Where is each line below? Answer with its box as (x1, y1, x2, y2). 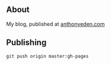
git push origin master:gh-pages (6, 53, 89, 59)
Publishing (6, 38, 47, 48)
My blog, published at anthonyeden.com (6, 20, 105, 27)
